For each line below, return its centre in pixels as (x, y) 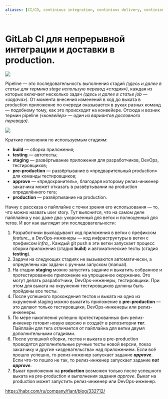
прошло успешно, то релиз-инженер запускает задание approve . (82, 354)
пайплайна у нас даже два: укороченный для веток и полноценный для (82, 217)
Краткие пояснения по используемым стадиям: (56, 139)
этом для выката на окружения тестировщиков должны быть (78, 285)
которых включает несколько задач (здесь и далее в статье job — (76, 94)
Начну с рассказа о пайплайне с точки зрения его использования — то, (82, 207)
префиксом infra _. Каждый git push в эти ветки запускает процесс (83, 243)
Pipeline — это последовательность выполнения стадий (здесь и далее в (83, 83)
